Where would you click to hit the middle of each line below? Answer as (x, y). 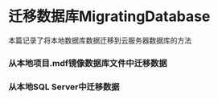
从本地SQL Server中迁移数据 (64, 87)
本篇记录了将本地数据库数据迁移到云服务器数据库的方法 (100, 40)
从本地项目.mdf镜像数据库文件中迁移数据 (88, 63)
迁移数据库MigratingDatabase (109, 16)
